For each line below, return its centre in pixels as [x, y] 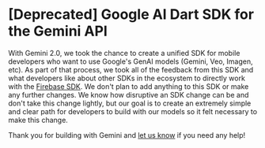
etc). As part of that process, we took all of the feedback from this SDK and [131, 69]
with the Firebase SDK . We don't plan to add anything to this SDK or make [129, 86]
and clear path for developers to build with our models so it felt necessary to [133, 111]
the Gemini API [58, 31]
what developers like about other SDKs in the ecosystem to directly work [127, 78]
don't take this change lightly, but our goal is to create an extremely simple [130, 103]
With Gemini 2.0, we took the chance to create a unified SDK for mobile [124, 53]
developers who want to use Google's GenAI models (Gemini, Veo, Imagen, [131, 61]
